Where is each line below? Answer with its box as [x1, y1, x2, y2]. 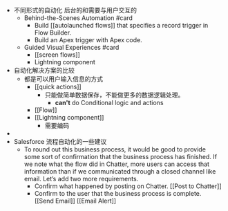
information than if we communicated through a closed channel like [23, 167, 216, 175]
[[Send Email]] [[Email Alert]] [34, 196, 116, 205]
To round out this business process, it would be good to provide [23, 145, 206, 154]
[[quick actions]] [34, 82, 82, 91]
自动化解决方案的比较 [13, 66, 75, 74]
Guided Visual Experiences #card [23, 44, 120, 51]
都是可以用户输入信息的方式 [23, 75, 104, 83]
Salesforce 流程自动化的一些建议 [13, 138, 107, 145]
